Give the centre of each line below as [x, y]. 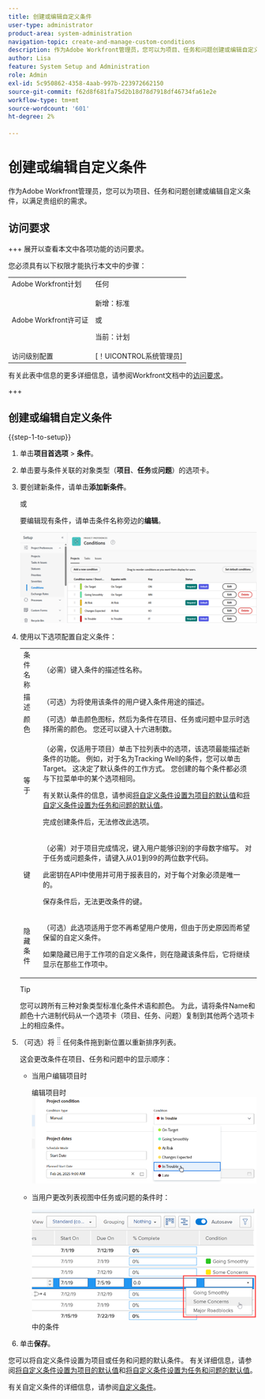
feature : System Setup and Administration [79, 67]
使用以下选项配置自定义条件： [68, 637]
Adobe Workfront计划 [47, 284]
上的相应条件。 [44, 1025]
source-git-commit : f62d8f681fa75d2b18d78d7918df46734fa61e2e [112, 92]
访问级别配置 [32, 356]
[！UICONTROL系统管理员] [139, 356]
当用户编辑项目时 [59, 1076]
